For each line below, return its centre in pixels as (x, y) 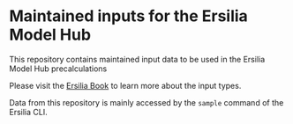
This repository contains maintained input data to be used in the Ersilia (137, 59)
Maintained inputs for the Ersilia (129, 16)
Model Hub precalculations (58, 69)
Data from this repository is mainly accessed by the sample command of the (146, 102)
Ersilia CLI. (28, 112)
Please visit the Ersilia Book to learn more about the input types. (125, 85)
